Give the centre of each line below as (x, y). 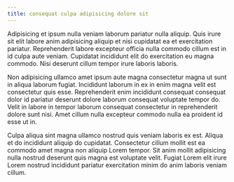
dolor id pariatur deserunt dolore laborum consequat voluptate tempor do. (114, 99)
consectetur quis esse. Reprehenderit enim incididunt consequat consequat (117, 92)
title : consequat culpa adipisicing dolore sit (78, 14)
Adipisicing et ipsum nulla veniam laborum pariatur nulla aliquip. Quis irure (114, 34)
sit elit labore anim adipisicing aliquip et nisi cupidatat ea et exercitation (110, 41)
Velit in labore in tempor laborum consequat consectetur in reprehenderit (112, 106)
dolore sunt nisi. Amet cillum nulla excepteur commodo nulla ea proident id (115, 114)
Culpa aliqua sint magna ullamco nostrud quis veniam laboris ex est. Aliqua (115, 135)
